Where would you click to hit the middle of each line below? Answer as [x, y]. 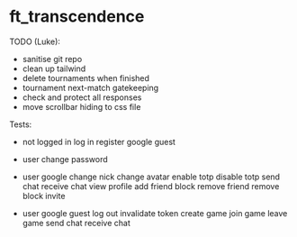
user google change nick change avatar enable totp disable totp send [151, 177]
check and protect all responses [82, 97]
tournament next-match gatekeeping [90, 87]
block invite [44, 196]
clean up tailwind [54, 68]
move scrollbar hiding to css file [81, 106]
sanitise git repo [52, 59]
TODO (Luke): [35, 41]
